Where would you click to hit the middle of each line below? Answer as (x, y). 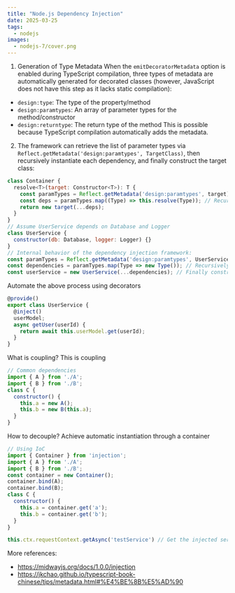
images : (19, 40)
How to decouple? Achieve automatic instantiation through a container (108, 436)
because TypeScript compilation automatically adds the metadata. (113, 132)
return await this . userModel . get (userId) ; (83, 331)
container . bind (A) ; (36, 481)
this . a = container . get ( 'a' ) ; (64, 507)
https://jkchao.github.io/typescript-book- (77, 574)
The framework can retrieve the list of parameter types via (101, 146)
